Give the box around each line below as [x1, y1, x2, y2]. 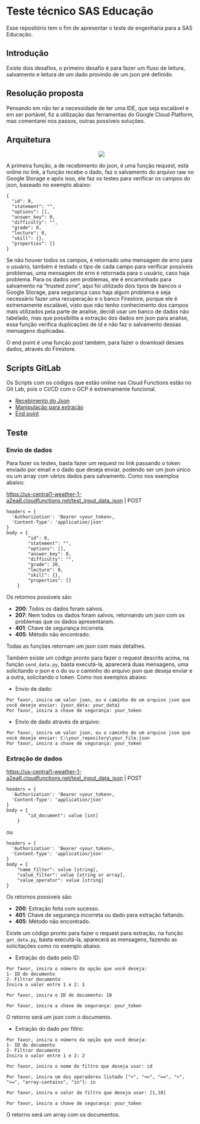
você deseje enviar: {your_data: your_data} [6, 702, 120, 708]
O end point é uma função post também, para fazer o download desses [6, 339, 184, 346]
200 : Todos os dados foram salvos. [15, 605, 104, 612]
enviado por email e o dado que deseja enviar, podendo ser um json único [6, 466, 191, 473]
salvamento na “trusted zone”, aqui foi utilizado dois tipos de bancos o [6, 283, 182, 290]
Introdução [6, 48, 49, 59]
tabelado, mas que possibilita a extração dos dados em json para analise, [6, 315, 189, 322]
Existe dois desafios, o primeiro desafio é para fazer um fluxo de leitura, [6, 64, 185, 71]
